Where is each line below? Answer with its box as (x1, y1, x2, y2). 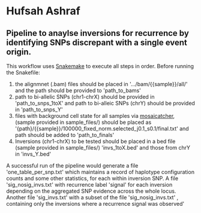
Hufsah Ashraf (6, 4, 81, 18)
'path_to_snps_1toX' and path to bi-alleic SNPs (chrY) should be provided (14, 100, 195, 106)
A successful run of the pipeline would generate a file (6, 162, 139, 169)
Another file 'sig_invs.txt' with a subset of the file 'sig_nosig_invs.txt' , (6, 194, 179, 201)
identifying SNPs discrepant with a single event (6, 37, 188, 47)
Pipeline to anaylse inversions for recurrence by (6, 28, 189, 38)
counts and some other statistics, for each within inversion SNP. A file (6, 175, 179, 182)
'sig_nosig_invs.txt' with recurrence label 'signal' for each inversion (6, 181, 173, 188)
